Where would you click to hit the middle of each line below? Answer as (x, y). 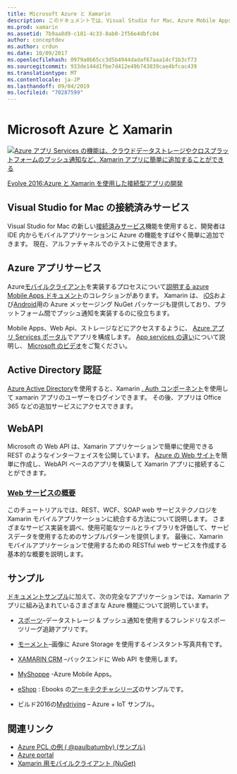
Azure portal (36, 755)
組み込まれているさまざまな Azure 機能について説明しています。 (119, 605)
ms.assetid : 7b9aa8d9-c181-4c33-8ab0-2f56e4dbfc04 (83, 34)
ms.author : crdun (33, 47)
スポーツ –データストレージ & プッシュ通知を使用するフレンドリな (113, 620)
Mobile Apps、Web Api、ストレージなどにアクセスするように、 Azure (109, 328)
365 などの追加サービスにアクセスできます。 (72, 406)
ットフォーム (26, 313)
